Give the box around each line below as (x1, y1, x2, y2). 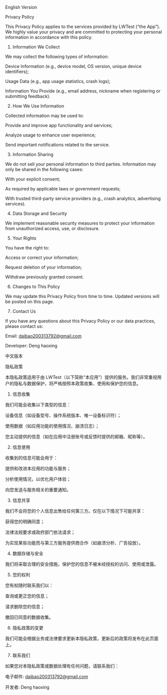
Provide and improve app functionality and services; (5, 122, 113, 128)
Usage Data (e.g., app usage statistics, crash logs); (5, 78, 111, 84)
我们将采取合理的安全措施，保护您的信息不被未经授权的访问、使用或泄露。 (5, 561, 158, 567)
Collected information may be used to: (5, 112, 84, 118)
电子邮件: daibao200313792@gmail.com (5, 673, 88, 679)
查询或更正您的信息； (5, 593, 49, 599)
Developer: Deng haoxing (5, 342, 57, 348)
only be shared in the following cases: (5, 166, 83, 172)
